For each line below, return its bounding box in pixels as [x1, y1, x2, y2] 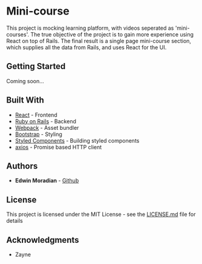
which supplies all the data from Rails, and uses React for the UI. [6, 44, 167, 51]
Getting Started [6, 61, 66, 72]
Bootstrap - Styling [15, 130, 62, 138]
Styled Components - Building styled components [15, 137, 140, 144]
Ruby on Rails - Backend [15, 117, 77, 125]
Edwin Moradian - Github [15, 177, 79, 184]
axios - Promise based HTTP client [15, 143, 102, 151]
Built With [6, 95, 44, 106]
